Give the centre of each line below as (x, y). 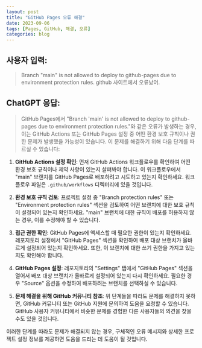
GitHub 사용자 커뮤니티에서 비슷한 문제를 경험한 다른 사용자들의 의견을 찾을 (103, 311)
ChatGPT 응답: (33, 103)
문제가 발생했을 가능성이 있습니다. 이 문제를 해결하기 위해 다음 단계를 (108, 141)
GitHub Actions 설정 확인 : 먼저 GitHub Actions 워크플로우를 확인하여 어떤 (103, 162)
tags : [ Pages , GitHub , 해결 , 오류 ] (48, 29)
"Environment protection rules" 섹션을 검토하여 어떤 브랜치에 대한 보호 (99, 204)
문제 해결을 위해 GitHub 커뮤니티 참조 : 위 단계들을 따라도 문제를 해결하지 (100, 296)
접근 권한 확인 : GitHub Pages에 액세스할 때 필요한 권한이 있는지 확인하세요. (103, 232)
